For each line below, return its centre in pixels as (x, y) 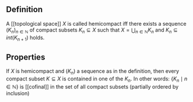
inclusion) (18, 93)
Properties (26, 57)
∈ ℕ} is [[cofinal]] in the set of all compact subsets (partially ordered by (92, 86)
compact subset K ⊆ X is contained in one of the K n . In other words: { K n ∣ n (97, 79)
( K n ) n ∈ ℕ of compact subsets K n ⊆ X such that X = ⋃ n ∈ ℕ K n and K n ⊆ (92, 30)
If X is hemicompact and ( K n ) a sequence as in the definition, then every (93, 72)
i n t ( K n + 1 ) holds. (25, 38)
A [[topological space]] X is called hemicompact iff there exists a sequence (96, 23)
